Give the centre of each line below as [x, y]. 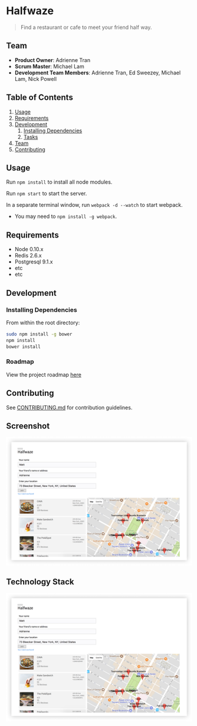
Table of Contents [40, 98]
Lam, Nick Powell [36, 79]
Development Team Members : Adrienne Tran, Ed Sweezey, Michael [98, 73]
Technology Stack [40, 582]
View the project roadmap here [44, 375]
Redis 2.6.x [28, 256]
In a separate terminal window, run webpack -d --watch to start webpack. [94, 205]
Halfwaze [30, 11]
